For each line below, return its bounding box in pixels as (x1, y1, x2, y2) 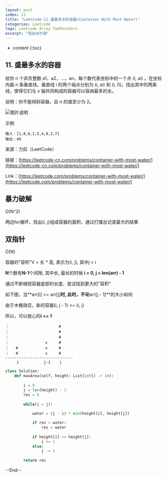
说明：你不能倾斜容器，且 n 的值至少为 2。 (5, 98, 94, 104)
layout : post (5, 7, 33, 13)
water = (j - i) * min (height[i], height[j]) (32, 411, 130, 416)
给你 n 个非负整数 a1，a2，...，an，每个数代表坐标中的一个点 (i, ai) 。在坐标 (5, 75, 162, 81)
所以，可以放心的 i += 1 (5, 313, 52, 319)
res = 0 (23, 392, 39, 397)
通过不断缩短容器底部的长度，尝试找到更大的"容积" (5, 281, 112, 287)
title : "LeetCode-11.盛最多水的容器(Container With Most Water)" (5, 17, 140, 22)
